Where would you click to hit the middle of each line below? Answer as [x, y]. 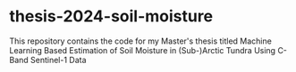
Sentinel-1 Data [58, 60]
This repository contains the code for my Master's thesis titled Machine [141, 41]
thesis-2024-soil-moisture [111, 16]
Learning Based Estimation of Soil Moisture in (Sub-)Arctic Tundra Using [142, 50]
